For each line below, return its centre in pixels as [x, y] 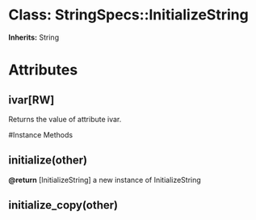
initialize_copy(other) [63, 205]
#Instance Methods [41, 134]
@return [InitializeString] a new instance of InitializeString [105, 180]
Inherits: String [34, 37]
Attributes [43, 70]
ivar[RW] [31, 100]
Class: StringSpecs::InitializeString [128, 15]
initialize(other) [48, 161]
